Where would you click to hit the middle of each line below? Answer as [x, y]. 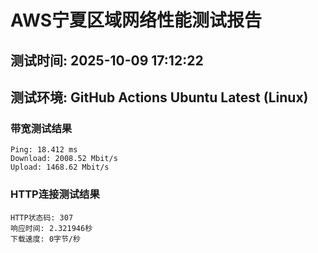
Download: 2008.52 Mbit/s [64, 159]
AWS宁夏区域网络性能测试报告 [136, 20]
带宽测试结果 [41, 128]
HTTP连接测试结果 [55, 194]
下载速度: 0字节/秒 [45, 239]
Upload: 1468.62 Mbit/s [60, 167]
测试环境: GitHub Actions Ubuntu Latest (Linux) [159, 97]
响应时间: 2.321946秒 [51, 228]
